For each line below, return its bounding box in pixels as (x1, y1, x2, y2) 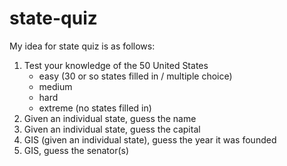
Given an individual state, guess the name (23, 112, 197, 124)
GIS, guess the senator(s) (23, 144, 130, 156)
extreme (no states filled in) (38, 102, 152, 114)
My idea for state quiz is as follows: (9, 40, 156, 52)
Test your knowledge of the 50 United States (23, 59, 209, 71)
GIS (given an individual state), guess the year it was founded (23, 133, 277, 146)
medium (38, 80, 73, 92)
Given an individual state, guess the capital (23, 123, 201, 135)
